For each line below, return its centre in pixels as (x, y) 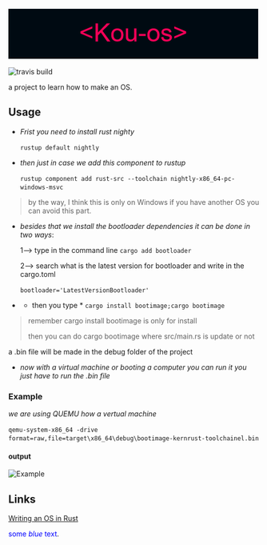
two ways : (37, 234)
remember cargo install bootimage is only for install (112, 320)
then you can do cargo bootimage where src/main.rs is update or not (141, 336)
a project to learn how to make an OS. (70, 87)
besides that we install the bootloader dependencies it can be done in (135, 226)
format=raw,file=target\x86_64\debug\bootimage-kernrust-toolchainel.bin (134, 439)
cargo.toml (38, 274)
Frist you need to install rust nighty (77, 131)
